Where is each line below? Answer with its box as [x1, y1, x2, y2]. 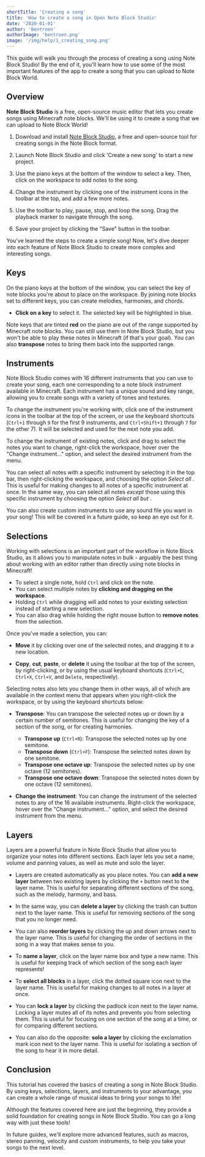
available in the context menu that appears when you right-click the [6, 692, 177, 699]
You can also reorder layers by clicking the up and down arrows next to [15, 927, 196, 935]
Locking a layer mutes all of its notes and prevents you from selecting [15, 1009, 191, 1016]
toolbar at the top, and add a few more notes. [15, 195, 130, 202]
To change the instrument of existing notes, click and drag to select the [6, 437, 186, 445]
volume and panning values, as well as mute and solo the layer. [6, 859, 165, 867]
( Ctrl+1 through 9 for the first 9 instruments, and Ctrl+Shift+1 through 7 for [6, 419, 197, 427]
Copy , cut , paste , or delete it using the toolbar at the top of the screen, [15, 660, 196, 668]
